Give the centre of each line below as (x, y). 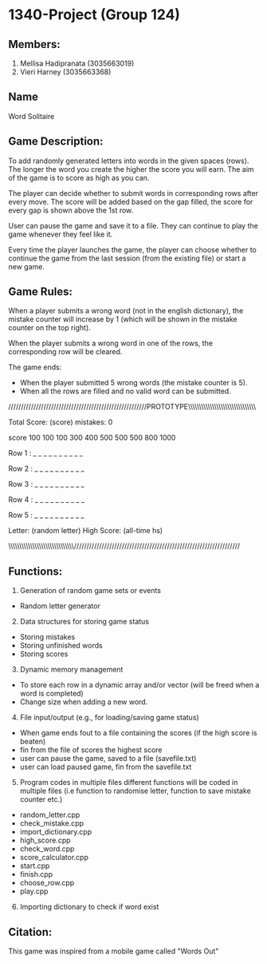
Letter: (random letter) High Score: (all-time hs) (86, 531)
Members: (35, 44)
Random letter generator (60, 606)
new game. (27, 266)
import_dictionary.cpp (56, 832)
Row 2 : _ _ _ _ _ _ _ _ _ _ (47, 468)
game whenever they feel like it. (61, 234)
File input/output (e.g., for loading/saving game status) (109, 718)
